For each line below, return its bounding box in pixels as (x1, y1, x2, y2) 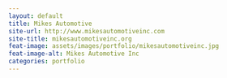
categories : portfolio (8, 58, 85, 66)
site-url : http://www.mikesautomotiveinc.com (8, 27, 165, 35)
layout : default (8, 11, 63, 20)
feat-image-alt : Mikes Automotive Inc (8, 50, 139, 58)
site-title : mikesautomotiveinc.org (8, 34, 132, 43)
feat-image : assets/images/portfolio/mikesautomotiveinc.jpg (8, 42, 220, 50)
